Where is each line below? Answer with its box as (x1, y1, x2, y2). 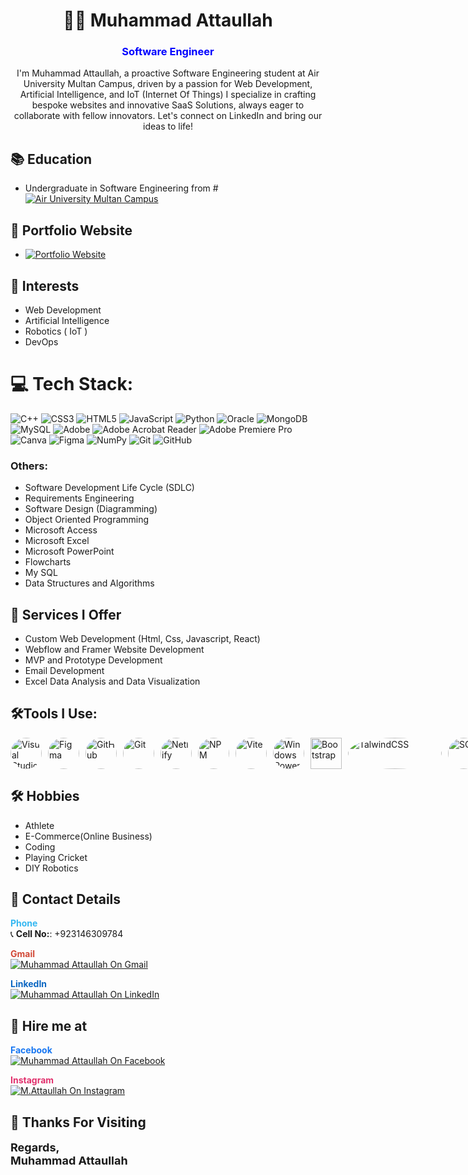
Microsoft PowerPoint (24, 545, 115, 558)
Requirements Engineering (24, 492, 135, 504)
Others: (10, 459, 48, 473)
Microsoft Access (24, 524, 98, 536)
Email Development (24, 664, 105, 676)
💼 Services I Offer (10, 606, 122, 623)
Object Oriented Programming (24, 514, 150, 526)
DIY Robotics (24, 862, 79, 874)
